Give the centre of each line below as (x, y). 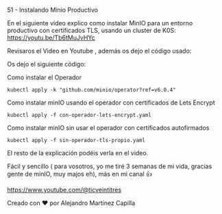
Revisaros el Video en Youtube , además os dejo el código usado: (99, 51)
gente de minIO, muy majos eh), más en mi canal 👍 (79, 174)
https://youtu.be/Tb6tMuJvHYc (51, 38)
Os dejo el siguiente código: (47, 64)
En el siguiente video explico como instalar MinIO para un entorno (100, 23)
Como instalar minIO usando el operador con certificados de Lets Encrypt (111, 103)
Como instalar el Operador (45, 77)
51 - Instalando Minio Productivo (52, 10)
